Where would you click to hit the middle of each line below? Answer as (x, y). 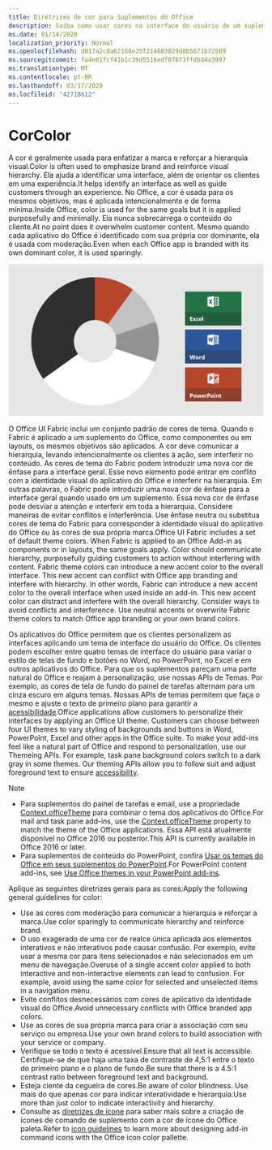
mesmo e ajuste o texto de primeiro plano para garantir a (103, 703)
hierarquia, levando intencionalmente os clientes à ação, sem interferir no (131, 454)
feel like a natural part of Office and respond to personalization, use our (127, 746)
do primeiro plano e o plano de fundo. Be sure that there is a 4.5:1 (128, 1068)
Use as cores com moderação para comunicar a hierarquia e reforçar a (138, 913)
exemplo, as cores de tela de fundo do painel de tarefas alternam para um (132, 685)
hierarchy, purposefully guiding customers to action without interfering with (134, 558)
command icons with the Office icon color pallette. (104, 1137)
